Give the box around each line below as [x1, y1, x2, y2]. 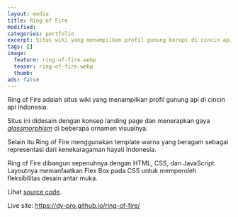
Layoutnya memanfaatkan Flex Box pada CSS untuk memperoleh [7, 167, 197, 175]
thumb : [13, 69, 33, 76]
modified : [7, 23, 37, 30]
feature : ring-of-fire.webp [13, 57, 97, 64]
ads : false [7, 76, 40, 83]
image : [7, 50, 27, 57]
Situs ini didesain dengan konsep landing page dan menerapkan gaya [7, 117, 210, 125]
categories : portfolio [7, 30, 74, 37]
